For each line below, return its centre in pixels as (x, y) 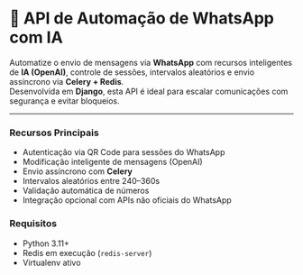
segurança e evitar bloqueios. (64, 101)
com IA (36, 37)
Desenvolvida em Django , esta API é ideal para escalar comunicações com (149, 91)
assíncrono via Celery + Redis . (67, 81)
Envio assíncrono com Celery (77, 171)
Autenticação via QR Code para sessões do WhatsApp (124, 152)
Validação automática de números (86, 191)
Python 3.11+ (46, 243)
